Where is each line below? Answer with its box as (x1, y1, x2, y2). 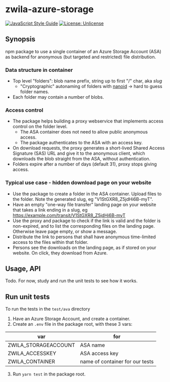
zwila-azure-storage (5, 4, 94, 15)
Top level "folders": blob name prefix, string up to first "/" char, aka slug (12, 78, 162, 84)
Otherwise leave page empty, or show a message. (12, 228, 117, 234)
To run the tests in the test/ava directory (5, 306, 90, 312)
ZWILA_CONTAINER (8, 358, 56, 365)
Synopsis (5, 35, 35, 44)
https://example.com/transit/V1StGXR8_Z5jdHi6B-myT (12, 212, 125, 218)
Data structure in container (5, 66, 73, 73)
